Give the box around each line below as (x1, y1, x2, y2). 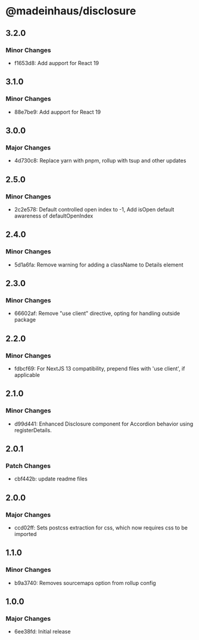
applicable (14, 372, 40, 378)
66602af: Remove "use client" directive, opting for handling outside (14, 310, 180, 317)
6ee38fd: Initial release (14, 628, 71, 635)
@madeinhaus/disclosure (5, 4, 136, 18)
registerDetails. (14, 426, 52, 434)
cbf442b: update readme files (14, 475, 88, 482)
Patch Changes (5, 462, 51, 470)
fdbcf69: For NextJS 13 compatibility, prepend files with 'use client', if (14, 365, 185, 372)
